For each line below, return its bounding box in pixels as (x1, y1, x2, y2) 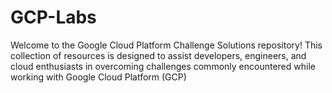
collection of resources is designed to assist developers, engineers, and (10, 49, 307, 61)
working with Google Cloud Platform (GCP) (10, 71, 187, 83)
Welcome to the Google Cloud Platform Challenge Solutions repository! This (10, 39, 323, 51)
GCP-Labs (10, 6, 97, 29)
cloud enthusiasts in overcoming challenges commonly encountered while (10, 60, 316, 72)
